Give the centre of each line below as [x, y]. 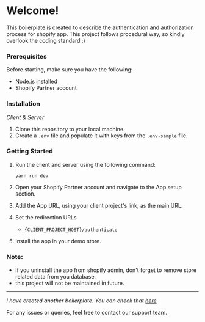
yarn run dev [32, 176]
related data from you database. [56, 277]
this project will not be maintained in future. [70, 283]
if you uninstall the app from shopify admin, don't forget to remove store [106, 270]
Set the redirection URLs [46, 217]
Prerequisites [27, 56]
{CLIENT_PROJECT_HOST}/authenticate [71, 230]
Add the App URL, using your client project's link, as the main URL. [99, 205]
